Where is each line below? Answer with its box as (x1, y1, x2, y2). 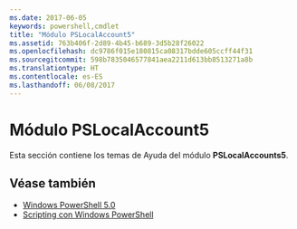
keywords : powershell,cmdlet (9, 22, 120, 31)
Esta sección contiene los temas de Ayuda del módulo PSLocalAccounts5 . (9, 149, 289, 160)
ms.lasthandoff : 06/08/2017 (9, 81, 116, 90)
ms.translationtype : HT (9, 64, 100, 73)
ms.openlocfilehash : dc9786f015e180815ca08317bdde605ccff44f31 (9, 47, 254, 56)
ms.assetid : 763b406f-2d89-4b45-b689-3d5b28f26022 (9, 38, 205, 48)
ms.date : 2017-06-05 (9, 13, 88, 23)
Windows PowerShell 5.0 (22, 200, 116, 211)
